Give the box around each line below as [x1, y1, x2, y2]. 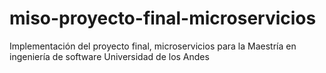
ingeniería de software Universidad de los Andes [9, 50, 210, 62]
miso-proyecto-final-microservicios [9, 7, 317, 30]
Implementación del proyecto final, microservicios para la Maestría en [9, 40, 297, 52]
